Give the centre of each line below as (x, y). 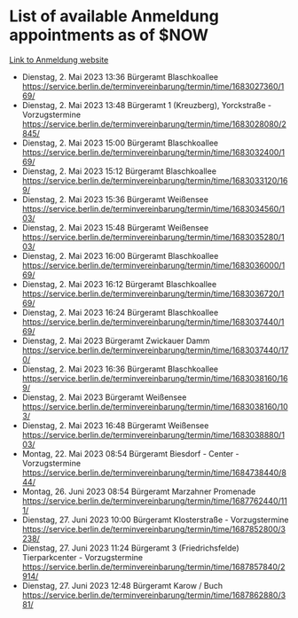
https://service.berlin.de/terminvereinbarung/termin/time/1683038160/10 (155, 406)
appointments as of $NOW (109, 35)
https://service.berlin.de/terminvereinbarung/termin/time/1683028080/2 (154, 124)
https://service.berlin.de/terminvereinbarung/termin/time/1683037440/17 (155, 350)
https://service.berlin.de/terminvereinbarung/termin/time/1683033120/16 (155, 180)
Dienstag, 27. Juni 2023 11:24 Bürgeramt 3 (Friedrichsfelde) (130, 548)
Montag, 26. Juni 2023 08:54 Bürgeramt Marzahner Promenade (139, 491)
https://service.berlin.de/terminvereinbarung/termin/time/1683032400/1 (153, 152)
